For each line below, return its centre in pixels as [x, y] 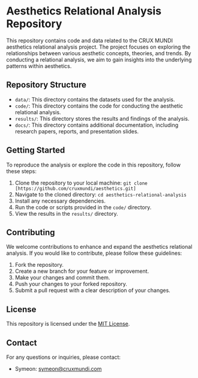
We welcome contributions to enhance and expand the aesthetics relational [99, 247]
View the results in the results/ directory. [66, 213]
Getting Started [36, 151]
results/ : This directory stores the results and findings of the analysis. [102, 118]
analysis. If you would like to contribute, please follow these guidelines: [94, 253]
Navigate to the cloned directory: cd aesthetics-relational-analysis [101, 194]
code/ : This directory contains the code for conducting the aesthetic [99, 106]
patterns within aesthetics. [39, 66]
